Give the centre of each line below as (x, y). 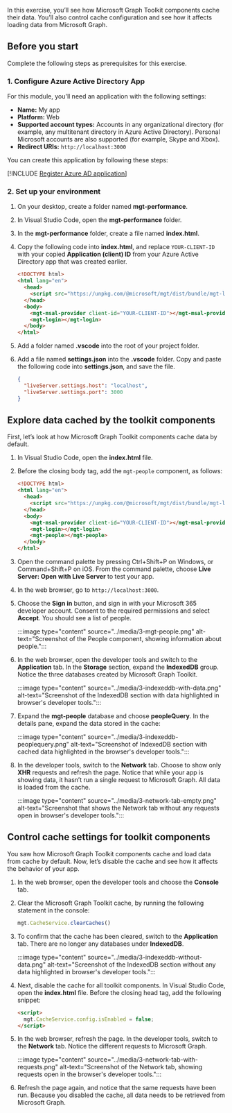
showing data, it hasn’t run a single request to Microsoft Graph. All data (118, 780)
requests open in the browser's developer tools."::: (89, 1074)
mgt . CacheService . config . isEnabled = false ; (89, 1019)
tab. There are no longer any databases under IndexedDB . (100, 944)
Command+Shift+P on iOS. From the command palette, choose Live (114, 569)
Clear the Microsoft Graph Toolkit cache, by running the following (110, 903)
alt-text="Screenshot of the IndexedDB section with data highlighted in (118, 695)
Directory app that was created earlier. (72, 262)
